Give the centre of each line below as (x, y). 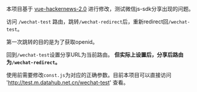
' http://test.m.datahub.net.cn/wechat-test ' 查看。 (68, 82)
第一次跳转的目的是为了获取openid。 (52, 42)
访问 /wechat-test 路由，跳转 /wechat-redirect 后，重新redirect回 (87, 22)
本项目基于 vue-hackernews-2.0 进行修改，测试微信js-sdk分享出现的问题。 (100, 9)
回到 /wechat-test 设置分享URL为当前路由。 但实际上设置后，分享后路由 (95, 55)
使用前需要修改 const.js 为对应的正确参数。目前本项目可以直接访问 (89, 75)
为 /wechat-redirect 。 (33, 62)
